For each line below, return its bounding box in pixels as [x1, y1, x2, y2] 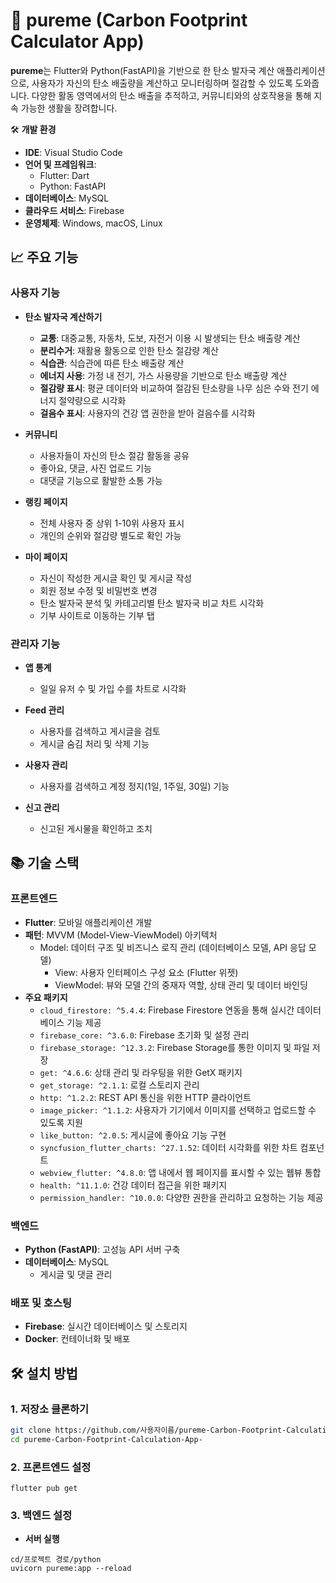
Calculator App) [10, 30, 145, 53]
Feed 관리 [24, 704, 65, 716]
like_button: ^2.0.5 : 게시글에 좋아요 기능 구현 [39, 1129, 227, 1141]
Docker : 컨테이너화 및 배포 [24, 1333, 131, 1345]
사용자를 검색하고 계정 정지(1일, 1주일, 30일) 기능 [39, 780, 230, 792]
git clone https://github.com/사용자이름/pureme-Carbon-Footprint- [10, 1425, 287, 1435]
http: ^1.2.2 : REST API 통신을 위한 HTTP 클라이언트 [39, 1091, 252, 1103]
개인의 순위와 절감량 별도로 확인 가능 [39, 529, 182, 541]
